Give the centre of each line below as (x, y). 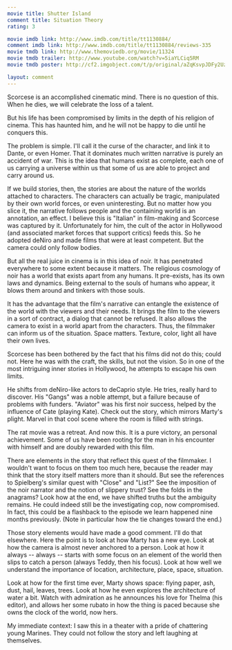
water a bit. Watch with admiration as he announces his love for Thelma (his (115, 597)
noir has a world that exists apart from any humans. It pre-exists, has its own (116, 276)
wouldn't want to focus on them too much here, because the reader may (110, 467)
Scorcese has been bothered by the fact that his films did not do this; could (114, 354)
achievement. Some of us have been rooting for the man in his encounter (111, 440)
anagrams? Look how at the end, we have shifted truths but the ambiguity (112, 497)
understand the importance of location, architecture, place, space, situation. (115, 569)
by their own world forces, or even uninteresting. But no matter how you (109, 203)
